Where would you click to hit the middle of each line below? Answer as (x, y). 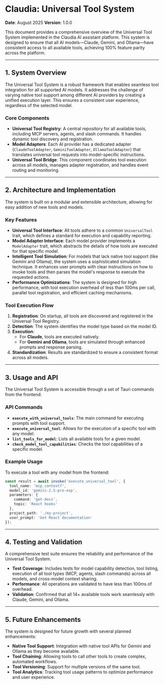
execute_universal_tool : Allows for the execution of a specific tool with (84, 428)
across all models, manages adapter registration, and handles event (80, 165)
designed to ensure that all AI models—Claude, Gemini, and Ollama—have (79, 42)
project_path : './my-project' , (41, 513)
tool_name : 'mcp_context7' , (38, 486)
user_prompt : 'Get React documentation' (51, 518)
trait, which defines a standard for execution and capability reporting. (82, 236)
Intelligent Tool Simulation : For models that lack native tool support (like (85, 256)
